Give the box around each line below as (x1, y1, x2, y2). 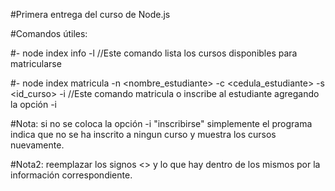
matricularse (10, 58, 62, 69)
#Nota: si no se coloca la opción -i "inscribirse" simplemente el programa (10, 118, 313, 129)
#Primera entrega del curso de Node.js (10, 9, 171, 20)
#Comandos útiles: (10, 28, 88, 39)
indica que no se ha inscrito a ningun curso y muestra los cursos (10, 129, 277, 140)
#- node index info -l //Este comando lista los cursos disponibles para (10, 47, 298, 59)
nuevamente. (10, 139, 65, 151)
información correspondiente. (10, 169, 133, 181)
